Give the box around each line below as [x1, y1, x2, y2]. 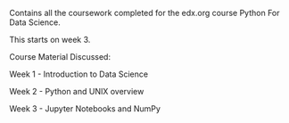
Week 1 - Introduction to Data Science [9, 69, 149, 79]
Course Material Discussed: [9, 52, 111, 61]
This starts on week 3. [9, 35, 91, 45]
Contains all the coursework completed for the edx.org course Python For [9, 8, 280, 18]
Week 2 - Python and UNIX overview [9, 86, 144, 96]
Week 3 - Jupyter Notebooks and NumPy [9, 103, 161, 114]
